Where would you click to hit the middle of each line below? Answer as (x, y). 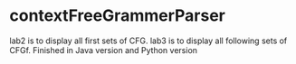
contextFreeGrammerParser (118, 16)
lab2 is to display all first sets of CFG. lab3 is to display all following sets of (148, 41)
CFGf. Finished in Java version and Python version (103, 50)
